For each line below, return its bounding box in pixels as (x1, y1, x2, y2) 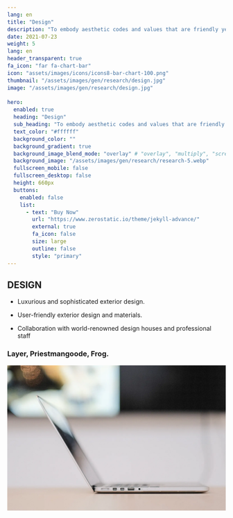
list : (19, 201, 36, 208)
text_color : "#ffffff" (13, 128, 79, 135)
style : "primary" (32, 252, 82, 259)
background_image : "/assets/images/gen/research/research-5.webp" (13, 157, 209, 164)
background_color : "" (13, 135, 76, 142)
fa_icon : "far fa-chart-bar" (7, 62, 92, 69)
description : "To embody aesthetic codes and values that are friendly (7, 26, 218, 33)
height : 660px (13, 180, 54, 187)
